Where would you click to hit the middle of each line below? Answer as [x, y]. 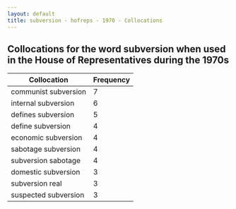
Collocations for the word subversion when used [117, 49]
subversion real [36, 184]
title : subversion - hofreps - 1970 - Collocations [85, 20]
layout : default [31, 14]
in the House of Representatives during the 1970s [118, 60]
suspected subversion [48, 195]
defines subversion [43, 115]
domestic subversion [46, 172]
